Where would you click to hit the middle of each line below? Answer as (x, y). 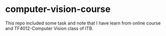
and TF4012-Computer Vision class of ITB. (49, 28)
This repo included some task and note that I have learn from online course (83, 23)
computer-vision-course (58, 9)
